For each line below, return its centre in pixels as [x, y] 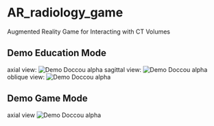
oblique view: [26, 77]
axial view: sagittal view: [74, 69]
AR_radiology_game [65, 13]
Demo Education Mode [57, 53]
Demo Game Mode [47, 98]
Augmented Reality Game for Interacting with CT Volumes [88, 32]
